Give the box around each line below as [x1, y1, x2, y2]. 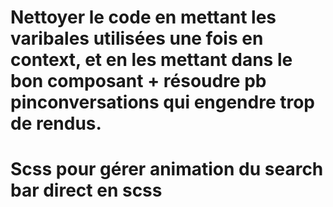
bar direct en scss [10, 179, 163, 202]
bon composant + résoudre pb [10, 70, 267, 93]
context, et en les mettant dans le [10, 49, 293, 71]
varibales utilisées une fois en [10, 27, 264, 50]
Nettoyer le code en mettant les [10, 6, 277, 29]
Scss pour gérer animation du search [10, 158, 324, 181]
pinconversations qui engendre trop [10, 91, 316, 114]
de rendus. [10, 112, 102, 135]
